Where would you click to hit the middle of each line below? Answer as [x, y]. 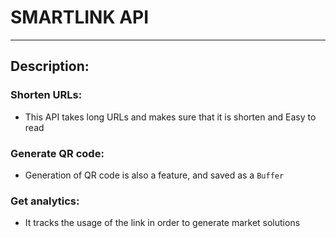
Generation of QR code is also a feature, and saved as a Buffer [154, 175]
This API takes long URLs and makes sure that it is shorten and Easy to [170, 117]
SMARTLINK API [80, 17]
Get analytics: [45, 201]
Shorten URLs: [46, 95]
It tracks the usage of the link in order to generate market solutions [162, 223]
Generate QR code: [57, 153]
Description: [50, 66]
